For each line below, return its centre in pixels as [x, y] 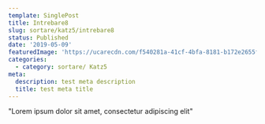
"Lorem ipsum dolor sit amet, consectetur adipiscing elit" [101, 111]
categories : [28, 60]
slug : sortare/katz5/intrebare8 [61, 30]
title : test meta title [54, 89]
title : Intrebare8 [38, 23]
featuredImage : [33, 52]
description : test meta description [75, 81]
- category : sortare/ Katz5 [62, 67]
